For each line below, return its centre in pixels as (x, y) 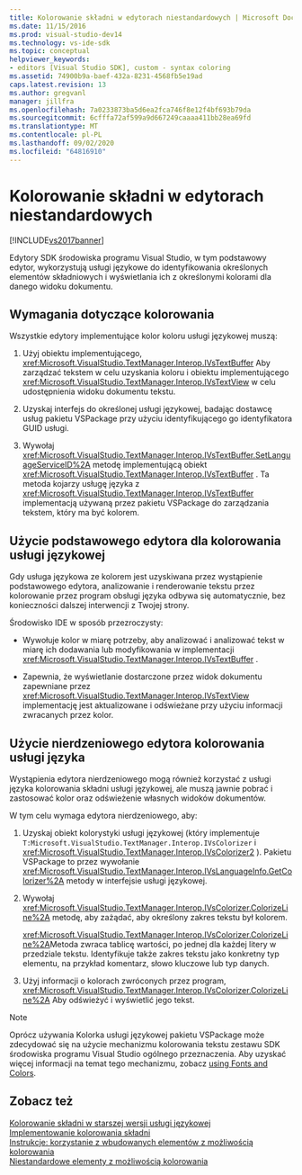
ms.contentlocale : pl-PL (56, 135)
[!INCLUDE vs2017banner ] (57, 240)
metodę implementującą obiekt (150, 465)
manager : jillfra (42, 101)
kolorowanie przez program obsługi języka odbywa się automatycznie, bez (147, 596)
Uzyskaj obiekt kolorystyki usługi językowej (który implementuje (141, 833)
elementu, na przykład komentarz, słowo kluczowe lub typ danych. (146, 963)
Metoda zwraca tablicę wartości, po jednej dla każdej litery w (163, 944)
